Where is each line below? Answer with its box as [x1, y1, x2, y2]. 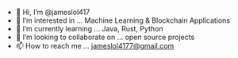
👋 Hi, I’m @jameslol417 [15, 8, 90, 16]
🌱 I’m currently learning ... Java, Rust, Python [15, 24, 163, 33]
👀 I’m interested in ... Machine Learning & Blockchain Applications [15, 16, 231, 25]
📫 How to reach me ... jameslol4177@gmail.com [15, 42, 175, 50]
